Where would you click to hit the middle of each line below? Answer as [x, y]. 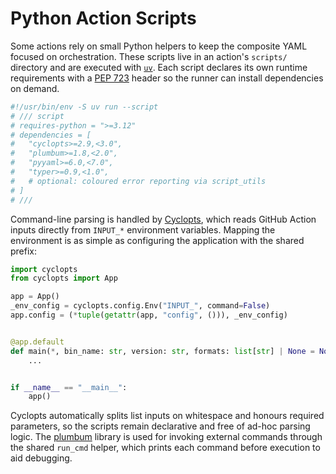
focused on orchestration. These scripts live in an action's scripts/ [149, 56]
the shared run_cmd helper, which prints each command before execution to [165, 448]
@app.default [37, 342]
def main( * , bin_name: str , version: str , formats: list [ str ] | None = [162, 351]
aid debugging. [41, 458]
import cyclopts [44, 269]
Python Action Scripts [103, 18]
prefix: [24, 251]
